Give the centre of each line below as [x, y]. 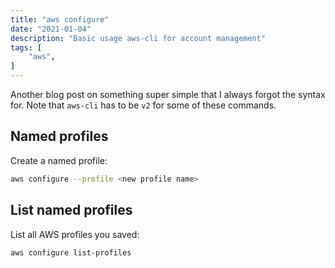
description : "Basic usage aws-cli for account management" [138, 38]
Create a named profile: [59, 160]
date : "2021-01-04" [51, 29]
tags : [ [26, 47]
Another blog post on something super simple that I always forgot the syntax [168, 94]
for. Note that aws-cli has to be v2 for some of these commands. [143, 105]
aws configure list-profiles [71, 252]
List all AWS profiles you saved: [75, 234]
